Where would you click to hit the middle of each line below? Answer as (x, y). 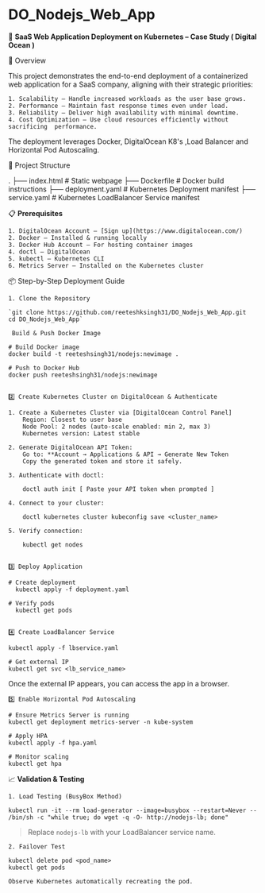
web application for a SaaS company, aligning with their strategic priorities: (131, 84)
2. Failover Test (37, 847)
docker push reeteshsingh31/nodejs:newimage (83, 375)
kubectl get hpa (35, 763)
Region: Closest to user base (73, 419)
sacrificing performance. (53, 126)
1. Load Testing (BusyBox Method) (65, 796)
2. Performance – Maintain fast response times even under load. (118, 106)
